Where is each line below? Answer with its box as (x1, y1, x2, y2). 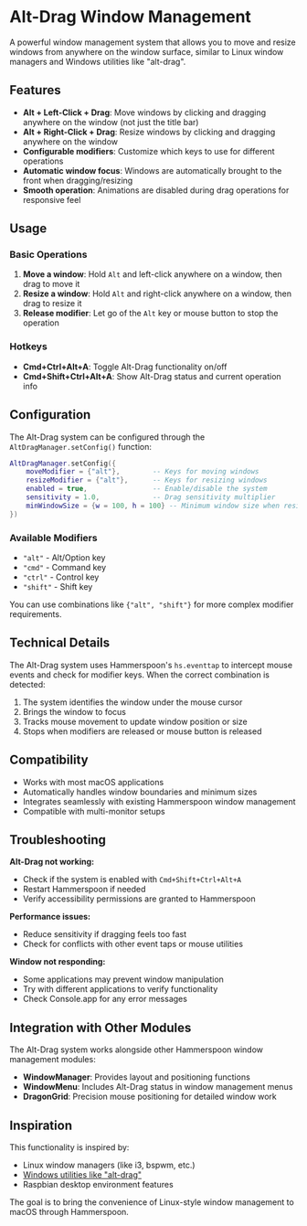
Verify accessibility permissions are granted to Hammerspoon (22, 893, 256, 904)
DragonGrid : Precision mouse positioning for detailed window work (22, 1091, 277, 1103)
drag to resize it (22, 298, 82, 309)
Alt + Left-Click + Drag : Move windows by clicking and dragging (22, 107, 267, 118)
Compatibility (9, 752, 89, 768)
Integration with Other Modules (9, 1019, 192, 1035)
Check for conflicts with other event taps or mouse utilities (22, 939, 244, 950)
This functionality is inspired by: (9, 1142, 130, 1153)
